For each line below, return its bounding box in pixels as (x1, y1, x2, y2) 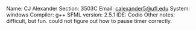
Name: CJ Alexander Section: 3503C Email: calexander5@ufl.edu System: (6, 5, 191, 12)
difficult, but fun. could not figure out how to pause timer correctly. (6, 18, 172, 24)
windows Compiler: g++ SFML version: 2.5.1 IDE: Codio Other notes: (6, 11, 175, 18)
